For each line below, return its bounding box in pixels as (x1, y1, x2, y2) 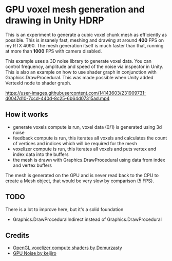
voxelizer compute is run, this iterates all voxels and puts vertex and (12, 146, 157, 152)
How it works (5, 110, 48, 119)
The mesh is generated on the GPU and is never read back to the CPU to (5, 172, 159, 178)
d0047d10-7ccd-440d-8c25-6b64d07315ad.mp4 (5, 95, 110, 101)
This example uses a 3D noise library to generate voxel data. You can (5, 58, 152, 64)
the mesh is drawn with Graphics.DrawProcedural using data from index (12, 156, 165, 163)
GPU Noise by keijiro (12, 250, 56, 256)
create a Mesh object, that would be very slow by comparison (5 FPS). (5, 178, 154, 184)
